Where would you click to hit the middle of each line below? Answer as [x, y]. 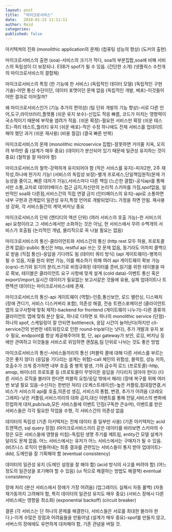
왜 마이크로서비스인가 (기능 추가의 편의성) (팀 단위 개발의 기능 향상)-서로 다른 [82, 108]
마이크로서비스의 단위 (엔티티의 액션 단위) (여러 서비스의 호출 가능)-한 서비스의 [83, 217]
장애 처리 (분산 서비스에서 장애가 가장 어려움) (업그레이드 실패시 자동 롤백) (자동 [84, 487]
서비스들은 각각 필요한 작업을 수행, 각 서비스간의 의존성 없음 [65, 411]
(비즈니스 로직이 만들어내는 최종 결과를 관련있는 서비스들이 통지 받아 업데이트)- [84, 447]
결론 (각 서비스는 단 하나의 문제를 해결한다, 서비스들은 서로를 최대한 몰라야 [79, 511]
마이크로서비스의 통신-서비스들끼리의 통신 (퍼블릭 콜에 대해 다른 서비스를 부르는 [84, 353]
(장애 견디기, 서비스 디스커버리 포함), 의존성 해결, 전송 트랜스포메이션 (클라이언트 [85, 303]
